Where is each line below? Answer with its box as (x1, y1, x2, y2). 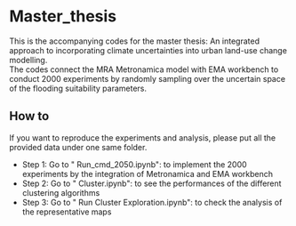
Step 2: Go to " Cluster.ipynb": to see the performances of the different (21, 178, 282, 189)
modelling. (9, 54, 48, 65)
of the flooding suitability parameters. (9, 83, 147, 93)
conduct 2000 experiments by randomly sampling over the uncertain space (9, 73, 286, 84)
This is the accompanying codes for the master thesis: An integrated (9, 36, 260, 46)
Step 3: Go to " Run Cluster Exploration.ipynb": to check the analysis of (21, 197, 283, 207)
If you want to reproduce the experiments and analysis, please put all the (9, 132, 276, 143)
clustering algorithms (21, 187, 100, 198)
